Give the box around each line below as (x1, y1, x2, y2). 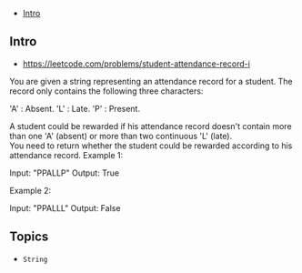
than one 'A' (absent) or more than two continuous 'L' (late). (9, 130, 233, 141)
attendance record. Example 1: (9, 149, 124, 160)
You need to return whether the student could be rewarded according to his (9, 140, 293, 151)
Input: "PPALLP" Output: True (9, 167, 120, 178)
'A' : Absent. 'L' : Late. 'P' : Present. (9, 103, 141, 114)
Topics (9, 229, 49, 245)
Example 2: (9, 185, 52, 196)
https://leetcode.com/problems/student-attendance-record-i (22, 58, 250, 69)
